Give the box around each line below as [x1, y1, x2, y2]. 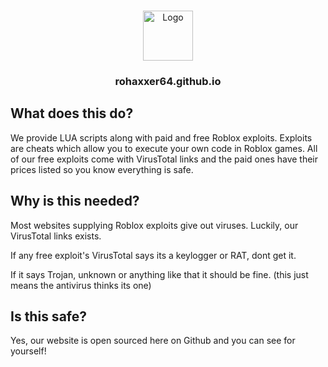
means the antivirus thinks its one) [10, 279, 152, 291]
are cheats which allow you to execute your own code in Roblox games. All [10, 142, 318, 154]
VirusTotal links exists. [10, 230, 102, 242]
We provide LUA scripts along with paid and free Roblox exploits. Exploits [10, 131, 313, 144]
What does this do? [10, 105, 134, 122]
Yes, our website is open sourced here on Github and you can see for [10, 335, 296, 347]
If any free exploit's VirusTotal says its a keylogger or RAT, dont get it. [10, 249, 297, 261]
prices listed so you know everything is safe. [10, 163, 194, 175]
